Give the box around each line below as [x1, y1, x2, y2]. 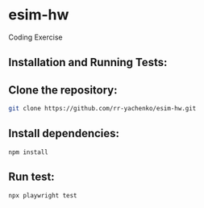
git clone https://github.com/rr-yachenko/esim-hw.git [8, 105, 197, 113]
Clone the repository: [8, 83, 118, 97]
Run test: [8, 170, 55, 184]
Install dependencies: [8, 127, 119, 140]
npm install [8, 148, 48, 156]
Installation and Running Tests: [8, 56, 168, 69]
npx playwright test [8, 191, 78, 199]
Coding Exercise [8, 32, 63, 42]
